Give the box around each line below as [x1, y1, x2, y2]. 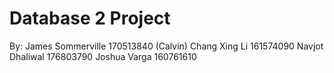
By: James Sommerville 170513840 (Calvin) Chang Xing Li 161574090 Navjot [9, 40, 324, 52]
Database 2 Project [9, 7, 171, 30]
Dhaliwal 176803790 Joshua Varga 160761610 [9, 50, 197, 62]
